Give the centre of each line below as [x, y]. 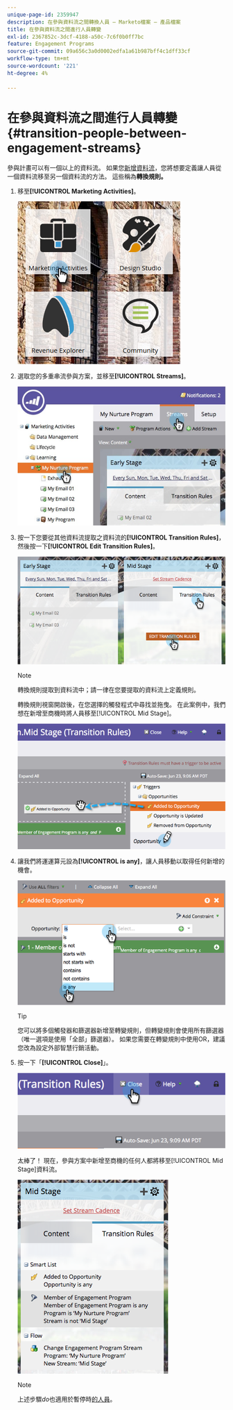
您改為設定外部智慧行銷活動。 [60, 1048]
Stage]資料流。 [39, 1169]
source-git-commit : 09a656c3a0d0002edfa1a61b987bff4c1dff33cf [99, 51]
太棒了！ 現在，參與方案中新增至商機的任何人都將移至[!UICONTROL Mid [120, 1161]
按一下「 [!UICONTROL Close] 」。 [64, 1063]
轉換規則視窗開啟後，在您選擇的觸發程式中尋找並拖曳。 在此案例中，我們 [121, 704]
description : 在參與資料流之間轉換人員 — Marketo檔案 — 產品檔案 [94, 22]
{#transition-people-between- [97, 133]
